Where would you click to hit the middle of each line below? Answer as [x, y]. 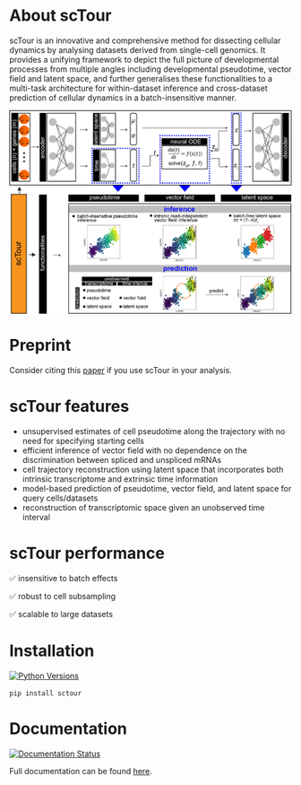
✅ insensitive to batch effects [64, 578]
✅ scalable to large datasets [61, 614]
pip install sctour [46, 693]
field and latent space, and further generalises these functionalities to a [141, 78]
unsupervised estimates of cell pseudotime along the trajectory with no [154, 431]
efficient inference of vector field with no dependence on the [135, 450]
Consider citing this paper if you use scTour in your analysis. [121, 370]
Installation [52, 651]
